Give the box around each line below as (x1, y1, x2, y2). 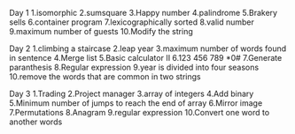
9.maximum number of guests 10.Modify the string (9, 26, 193, 36)
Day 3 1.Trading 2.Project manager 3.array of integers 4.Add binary (9, 88, 254, 99)
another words (9, 116, 63, 127)
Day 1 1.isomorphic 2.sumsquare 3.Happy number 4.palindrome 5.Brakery (9, 8, 277, 18)
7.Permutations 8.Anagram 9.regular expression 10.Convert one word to (9, 108, 270, 117)
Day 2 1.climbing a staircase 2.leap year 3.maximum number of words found (9, 43, 287, 54)
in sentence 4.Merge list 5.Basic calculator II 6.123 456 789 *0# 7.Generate (9, 53, 283, 63)
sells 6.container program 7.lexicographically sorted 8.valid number (9, 17, 255, 27)
